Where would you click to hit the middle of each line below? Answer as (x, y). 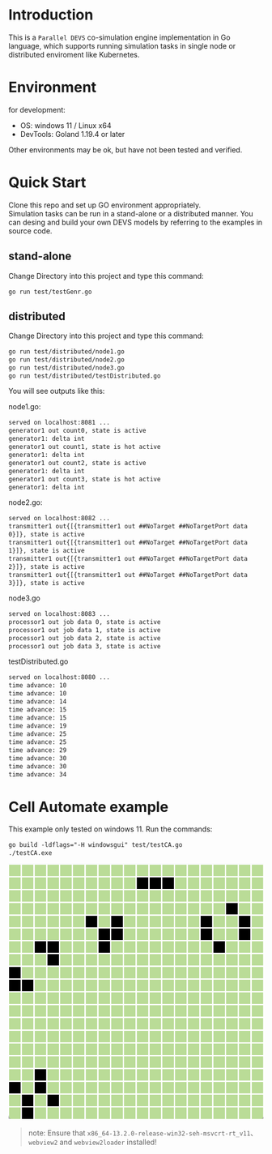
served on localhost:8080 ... (59, 677)
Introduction (51, 15)
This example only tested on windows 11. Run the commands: (110, 829)
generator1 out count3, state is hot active (85, 480)
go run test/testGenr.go (50, 292)
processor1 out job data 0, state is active (85, 622)
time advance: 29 (38, 750)
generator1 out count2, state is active (78, 464)
